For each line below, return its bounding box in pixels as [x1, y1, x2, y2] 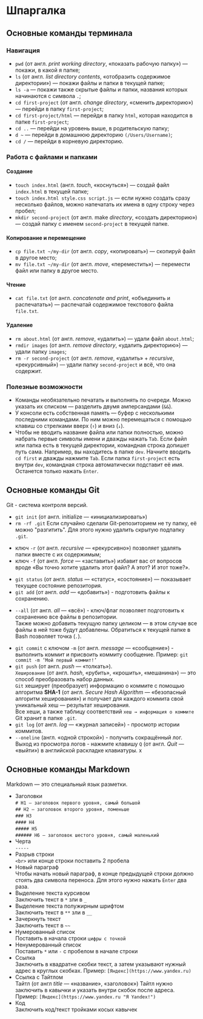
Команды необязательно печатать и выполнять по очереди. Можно [15, 396, 191, 404]
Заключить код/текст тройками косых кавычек [15, 1006, 138, 1013]
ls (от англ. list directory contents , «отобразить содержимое [15, 72, 171, 80]
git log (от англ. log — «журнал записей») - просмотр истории [15, 721, 180, 728]
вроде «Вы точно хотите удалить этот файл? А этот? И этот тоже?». [15, 564, 190, 571]
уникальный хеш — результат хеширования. [15, 701, 130, 709]
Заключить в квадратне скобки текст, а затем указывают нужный [15, 960, 186, 968]
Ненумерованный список [15, 941, 82, 948]
